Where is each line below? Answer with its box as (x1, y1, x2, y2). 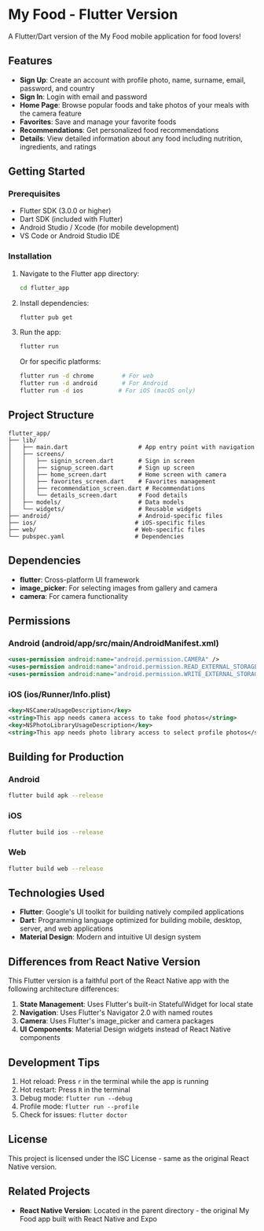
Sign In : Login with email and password (19, 92, 148, 101)
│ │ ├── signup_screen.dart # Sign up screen (8, 464, 195, 472)
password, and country (19, 83, 95, 93)
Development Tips (8, 1056, 100, 1069)
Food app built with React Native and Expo (19, 1214, 157, 1223)
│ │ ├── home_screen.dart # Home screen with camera (8, 470, 226, 479)
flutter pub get (19, 313, 73, 322)
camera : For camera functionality (19, 591, 128, 601)
